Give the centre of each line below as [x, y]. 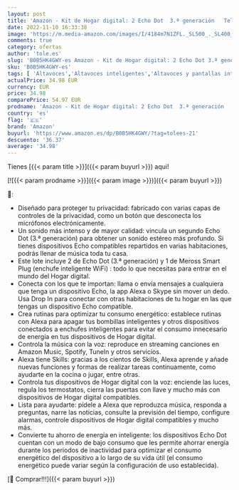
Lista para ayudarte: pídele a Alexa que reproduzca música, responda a [122, 405]
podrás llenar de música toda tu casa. [73, 254]
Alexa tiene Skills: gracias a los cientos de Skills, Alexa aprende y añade [123, 360]
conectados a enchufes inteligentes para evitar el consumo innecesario [122, 329]
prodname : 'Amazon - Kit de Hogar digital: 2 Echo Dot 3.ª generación [116, 107]
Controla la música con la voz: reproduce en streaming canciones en [118, 344]
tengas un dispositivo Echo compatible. [75, 306]
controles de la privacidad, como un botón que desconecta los [109, 216]
